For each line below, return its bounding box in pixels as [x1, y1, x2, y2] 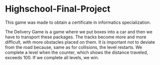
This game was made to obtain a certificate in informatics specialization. [5, 19, 151, 25]
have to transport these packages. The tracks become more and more [5, 34, 147, 40]
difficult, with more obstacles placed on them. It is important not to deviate [5, 39, 155, 45]
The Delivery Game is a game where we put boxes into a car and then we [5, 29, 153, 34]
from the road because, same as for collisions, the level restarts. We [5, 44, 142, 50]
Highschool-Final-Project [5, 3, 111, 15]
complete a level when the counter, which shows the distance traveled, [5, 49, 148, 55]
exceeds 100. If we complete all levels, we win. [5, 54, 99, 60]
